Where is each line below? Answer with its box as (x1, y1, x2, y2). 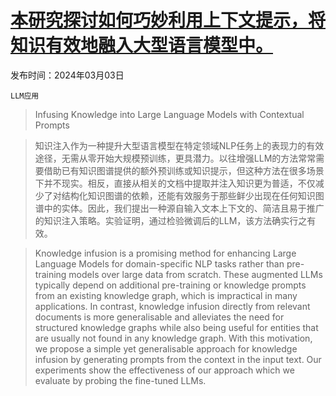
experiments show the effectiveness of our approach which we (34, 364, 295, 376)
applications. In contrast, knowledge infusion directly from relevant (34, 300, 311, 312)
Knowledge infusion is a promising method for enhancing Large (34, 247, 297, 259)
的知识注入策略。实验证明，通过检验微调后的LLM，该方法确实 (34, 214, 290, 226)
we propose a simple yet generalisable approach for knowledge (34, 342, 298, 355)
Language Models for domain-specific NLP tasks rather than (34, 257, 285, 270)
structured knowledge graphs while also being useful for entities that (34, 321, 319, 333)
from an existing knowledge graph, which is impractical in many (34, 289, 298, 301)
